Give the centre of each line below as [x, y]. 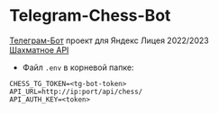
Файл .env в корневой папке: [78, 67]
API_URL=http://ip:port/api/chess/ [76, 91]
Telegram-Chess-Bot [90, 16]
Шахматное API [39, 49]
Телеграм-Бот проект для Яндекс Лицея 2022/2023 [109, 40]
